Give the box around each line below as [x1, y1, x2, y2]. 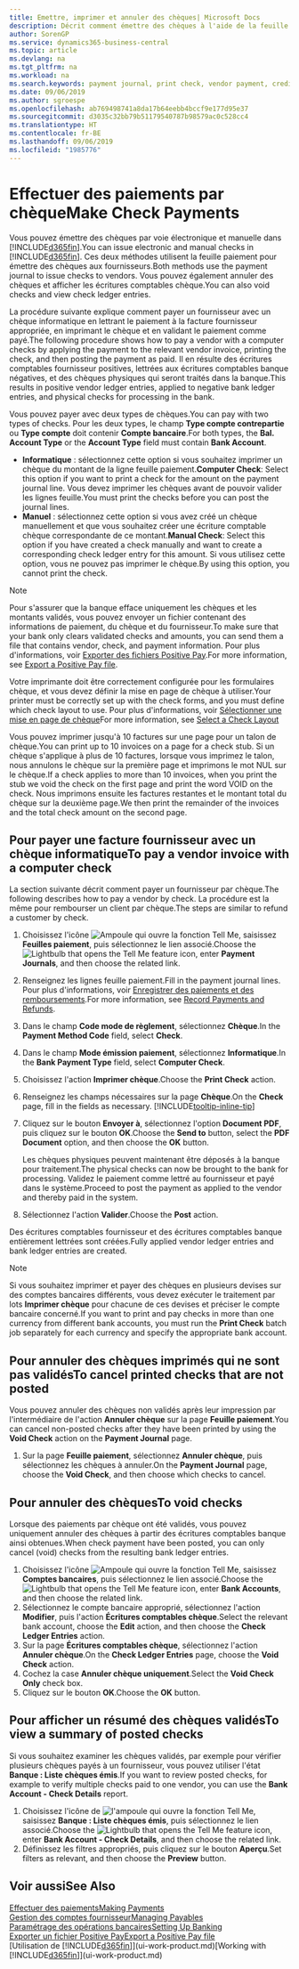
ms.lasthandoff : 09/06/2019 [9, 137, 114, 146]
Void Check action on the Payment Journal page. [9, 1433, 193, 1444]
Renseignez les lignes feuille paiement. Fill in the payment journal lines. [21, 976, 281, 986]
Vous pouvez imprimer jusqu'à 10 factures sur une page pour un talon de [9, 731, 277, 741]
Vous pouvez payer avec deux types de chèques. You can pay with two [9, 409, 269, 419]
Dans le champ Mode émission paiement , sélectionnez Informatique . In [21, 1048, 287, 1058]
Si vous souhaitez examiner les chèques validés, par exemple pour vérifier [9, 1750, 282, 1761]
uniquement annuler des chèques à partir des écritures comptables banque [9, 1528, 287, 1538]
